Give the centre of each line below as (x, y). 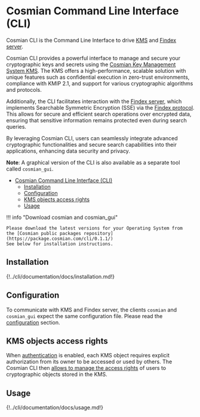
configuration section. (33, 322)
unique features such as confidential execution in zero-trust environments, (98, 77)
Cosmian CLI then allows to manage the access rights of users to (86, 368)
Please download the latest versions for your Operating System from (95, 228)
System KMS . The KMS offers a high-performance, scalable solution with (96, 70)
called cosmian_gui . (30, 169)
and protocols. (24, 89)
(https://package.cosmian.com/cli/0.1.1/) (60, 239)
